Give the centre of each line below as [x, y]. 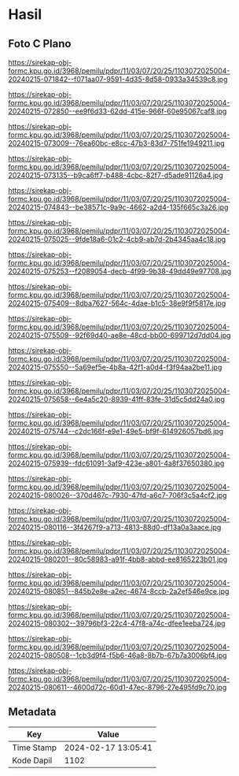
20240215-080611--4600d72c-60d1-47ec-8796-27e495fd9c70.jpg [118, 687]
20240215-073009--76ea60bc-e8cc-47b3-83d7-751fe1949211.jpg [117, 143]
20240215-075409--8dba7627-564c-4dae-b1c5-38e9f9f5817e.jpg [117, 303]
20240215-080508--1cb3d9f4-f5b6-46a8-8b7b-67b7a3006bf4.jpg [118, 655]
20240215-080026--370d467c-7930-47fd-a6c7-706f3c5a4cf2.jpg [118, 495]
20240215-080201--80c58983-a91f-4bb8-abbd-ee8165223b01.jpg [118, 559]
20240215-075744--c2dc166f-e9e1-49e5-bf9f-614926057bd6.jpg [116, 431]
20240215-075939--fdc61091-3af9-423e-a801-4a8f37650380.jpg [116, 463]
